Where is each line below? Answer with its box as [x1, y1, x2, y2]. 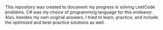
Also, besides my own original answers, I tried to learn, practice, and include [5, 15, 158, 20]
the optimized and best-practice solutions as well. [5, 19, 105, 25]
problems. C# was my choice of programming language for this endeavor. [5, 9, 153, 15]
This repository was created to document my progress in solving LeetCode [5, 4, 155, 10]
